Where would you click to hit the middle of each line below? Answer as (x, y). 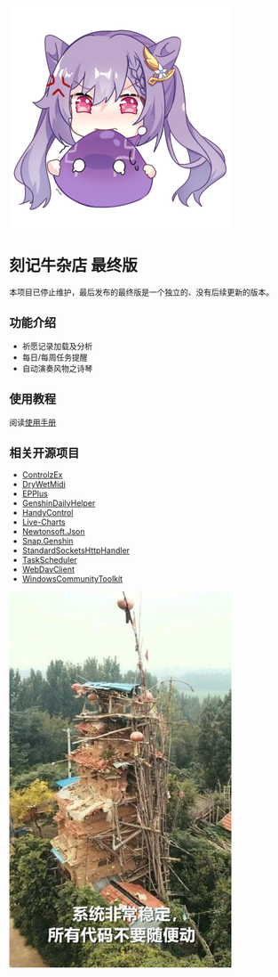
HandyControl (48, 513)
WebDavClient (48, 570)
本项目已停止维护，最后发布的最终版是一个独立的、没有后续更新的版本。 (141, 292)
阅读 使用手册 (32, 422)
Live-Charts (44, 522)
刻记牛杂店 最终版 (73, 266)
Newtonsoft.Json (53, 532)
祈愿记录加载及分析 (57, 346)
